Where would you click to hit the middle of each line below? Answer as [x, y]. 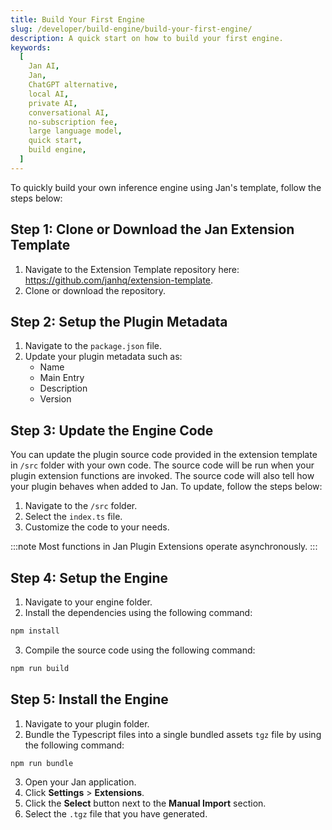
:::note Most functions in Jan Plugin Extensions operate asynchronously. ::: [164, 547]
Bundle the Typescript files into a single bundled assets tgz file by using [173, 734]
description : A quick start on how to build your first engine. [147, 38]
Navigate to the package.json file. [93, 346]
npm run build [40, 668]
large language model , [75, 131]
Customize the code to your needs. [97, 527]
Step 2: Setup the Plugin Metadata [119, 321]
